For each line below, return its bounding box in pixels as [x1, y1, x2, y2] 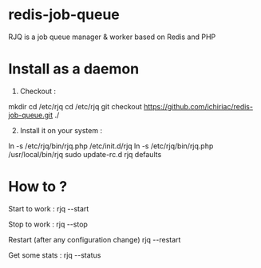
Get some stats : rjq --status [8, 250, 101, 260]
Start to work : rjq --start [8, 203, 89, 213]
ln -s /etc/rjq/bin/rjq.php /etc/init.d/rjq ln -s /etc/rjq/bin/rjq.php [8, 141, 214, 151]
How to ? [8, 178, 68, 196]
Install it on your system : [19, 125, 102, 135]
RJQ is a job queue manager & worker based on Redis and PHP [8, 32, 216, 41]
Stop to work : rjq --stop [8, 219, 88, 229]
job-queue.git [8, 110, 53, 120]
